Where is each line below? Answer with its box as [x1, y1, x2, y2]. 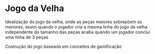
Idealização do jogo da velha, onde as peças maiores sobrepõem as [5, 19, 142, 25]
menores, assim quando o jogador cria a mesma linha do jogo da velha [5, 24, 148, 29]
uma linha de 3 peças [5, 34, 48, 40]
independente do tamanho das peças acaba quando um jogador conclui [5, 29, 151, 35]
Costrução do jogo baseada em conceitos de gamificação [5, 43, 122, 49]
